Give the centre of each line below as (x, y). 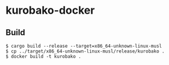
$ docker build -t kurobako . (44, 57)
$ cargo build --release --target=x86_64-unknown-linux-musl (84, 46)
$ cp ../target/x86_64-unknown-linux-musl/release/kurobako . (85, 51)
